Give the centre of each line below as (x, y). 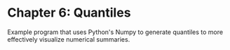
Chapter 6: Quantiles (69, 13)
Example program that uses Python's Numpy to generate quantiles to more (115, 32)
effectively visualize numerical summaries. (69, 39)
